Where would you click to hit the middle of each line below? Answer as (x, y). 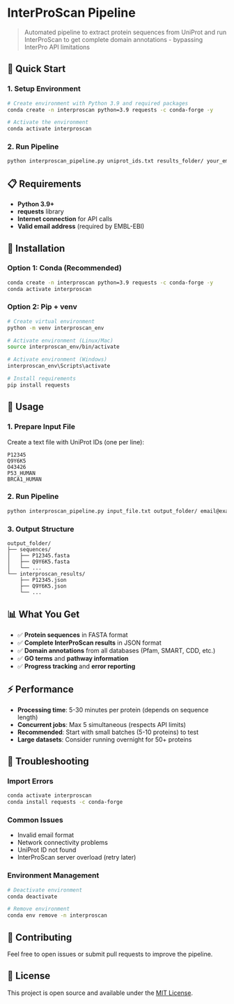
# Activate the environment (48, 122)
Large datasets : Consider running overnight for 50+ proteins (104, 739)
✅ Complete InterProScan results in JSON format (89, 643)
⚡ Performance (41, 690)
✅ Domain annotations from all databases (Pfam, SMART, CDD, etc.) (116, 650)
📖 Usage (25, 407)
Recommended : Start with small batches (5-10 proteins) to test (108, 732)
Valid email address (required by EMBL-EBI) (81, 226)
